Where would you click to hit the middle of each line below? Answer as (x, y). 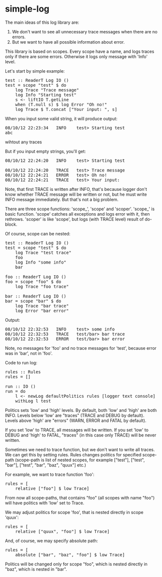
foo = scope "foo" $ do (33, 281)
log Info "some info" (41, 262)
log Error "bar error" (42, 311)
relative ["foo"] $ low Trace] (52, 488)
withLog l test (33, 401)
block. (11, 224)
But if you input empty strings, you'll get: (45, 151)
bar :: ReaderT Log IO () (36, 296)
